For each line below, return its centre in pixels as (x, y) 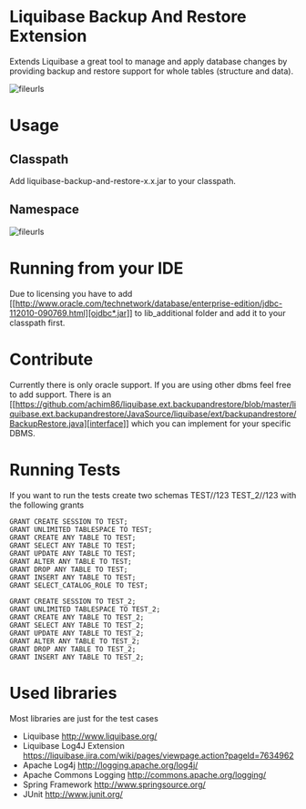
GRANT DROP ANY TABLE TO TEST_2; (73, 649)
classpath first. (37, 323)
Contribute (51, 359)
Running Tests (65, 470)
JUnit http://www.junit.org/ (72, 794)
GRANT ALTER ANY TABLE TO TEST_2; (75, 641)
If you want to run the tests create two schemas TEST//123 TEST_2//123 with (153, 495)
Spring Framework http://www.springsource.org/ (114, 784)
